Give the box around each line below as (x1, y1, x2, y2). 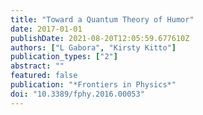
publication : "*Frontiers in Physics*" (10, 80, 177, 90)
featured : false (10, 71, 78, 81)
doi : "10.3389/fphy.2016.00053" (10, 89, 145, 99)
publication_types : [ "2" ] (10, 52, 118, 62)
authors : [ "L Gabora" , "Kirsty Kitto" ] (10, 42, 177, 53)
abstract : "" (10, 61, 65, 71)
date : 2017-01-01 (10, 24, 83, 34)
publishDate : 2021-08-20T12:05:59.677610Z (10, 33, 190, 43)
